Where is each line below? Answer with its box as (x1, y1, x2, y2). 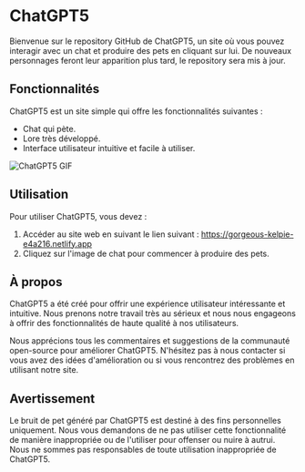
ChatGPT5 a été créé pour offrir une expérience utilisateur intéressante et (9, 298, 286, 310)
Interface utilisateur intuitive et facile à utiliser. (22, 142, 196, 153)
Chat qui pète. (22, 123, 76, 134)
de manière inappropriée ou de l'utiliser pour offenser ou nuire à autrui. (9, 435, 276, 446)
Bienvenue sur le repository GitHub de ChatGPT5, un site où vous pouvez (9, 36, 285, 46)
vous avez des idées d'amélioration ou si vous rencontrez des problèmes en (9, 354, 295, 365)
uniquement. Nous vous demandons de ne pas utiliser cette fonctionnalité (9, 425, 287, 436)
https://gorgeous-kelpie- (200, 229, 294, 240)
